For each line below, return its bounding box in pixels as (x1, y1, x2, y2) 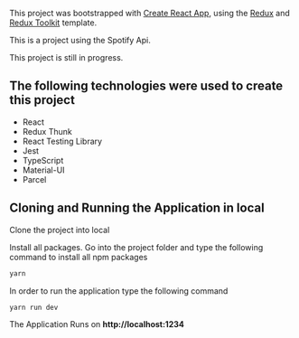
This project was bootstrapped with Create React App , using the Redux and (9, 8, 291, 18)
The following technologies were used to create (9, 79, 284, 94)
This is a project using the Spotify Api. (9, 35, 151, 45)
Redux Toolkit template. (9, 17, 98, 28)
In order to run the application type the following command (9, 285, 229, 296)
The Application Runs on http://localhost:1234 (9, 319, 185, 330)
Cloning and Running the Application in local (9, 201, 265, 216)
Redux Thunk (22, 126, 72, 136)
